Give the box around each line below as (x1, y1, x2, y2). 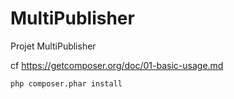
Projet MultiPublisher (10, 40, 97, 52)
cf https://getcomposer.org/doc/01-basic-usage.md (10, 59, 224, 71)
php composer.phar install (10, 78, 123, 89)
